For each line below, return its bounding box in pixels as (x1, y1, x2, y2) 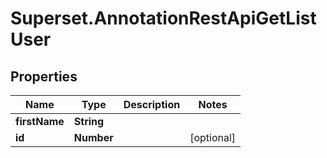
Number (73, 131, 114, 144)
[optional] (189, 131, 237, 144)
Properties (10, 68, 78, 85)
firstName (15, 115, 65, 128)
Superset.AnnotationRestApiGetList (10, 7, 317, 30)
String (73, 115, 105, 128)
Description (123, 98, 181, 111)
